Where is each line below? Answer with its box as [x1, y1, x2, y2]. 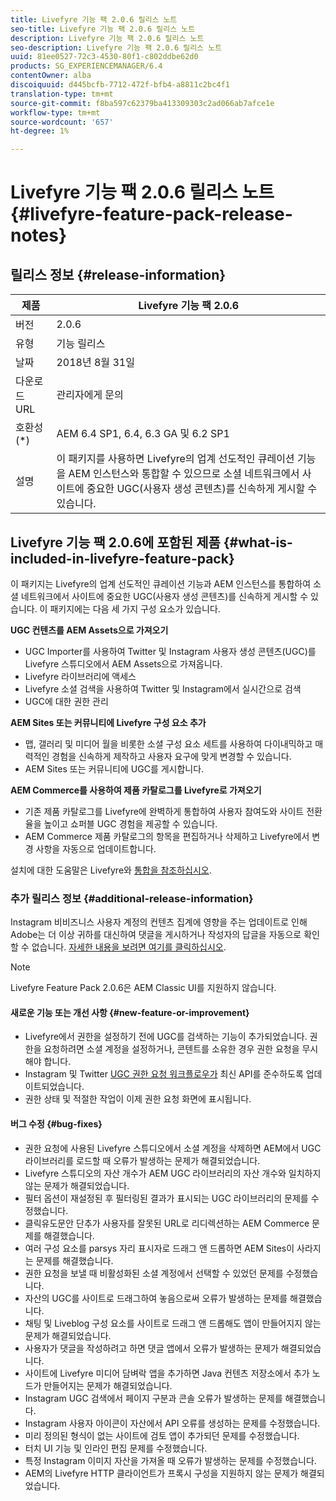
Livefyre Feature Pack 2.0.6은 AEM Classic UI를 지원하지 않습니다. [10, 982, 277, 994]
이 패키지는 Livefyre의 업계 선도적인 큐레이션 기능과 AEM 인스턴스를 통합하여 [10, 577, 312, 590]
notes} [10, 224, 68, 247]
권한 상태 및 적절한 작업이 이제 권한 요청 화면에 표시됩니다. [24, 1093, 252, 1105]
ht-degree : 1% [10, 126, 70, 136]
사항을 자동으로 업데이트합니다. [35, 842, 157, 855]
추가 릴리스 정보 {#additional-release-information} [10, 891, 254, 905]
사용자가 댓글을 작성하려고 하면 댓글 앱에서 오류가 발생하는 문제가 [24, 1342, 279, 1354]
